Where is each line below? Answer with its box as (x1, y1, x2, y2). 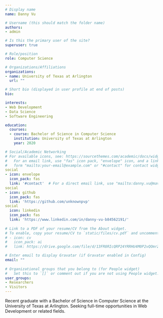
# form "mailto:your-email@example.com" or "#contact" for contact (5, 163, 149, 168)
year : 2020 (14, 141, 36, 146)
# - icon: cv (5, 235, 32, 240)
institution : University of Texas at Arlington (14, 136, 112, 141)
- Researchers (5, 280, 34, 285)
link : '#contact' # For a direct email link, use (9, 181, 114, 186)
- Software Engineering (5, 114, 53, 119)
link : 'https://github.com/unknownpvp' (9, 199, 90, 204)
